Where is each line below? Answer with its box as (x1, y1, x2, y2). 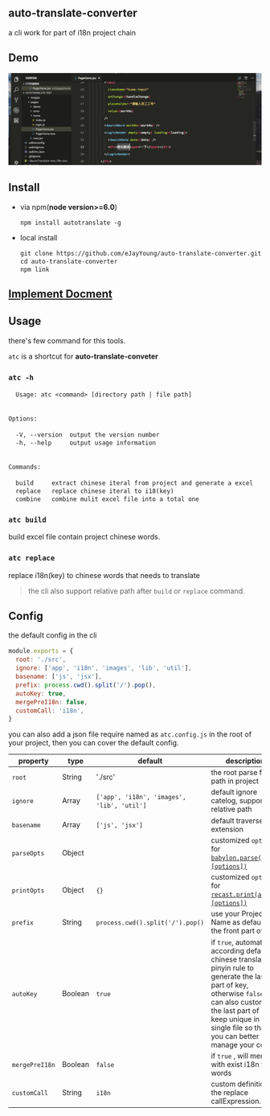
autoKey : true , (15, 689, 67, 698)
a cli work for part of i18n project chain (8, 27, 137, 37)
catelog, (211, 796, 239, 806)
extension (211, 824, 243, 834)
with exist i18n (211, 1059, 260, 1069)
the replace (211, 1088, 249, 1098)
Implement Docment (8, 287, 112, 301)
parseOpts (11, 850, 45, 858)
